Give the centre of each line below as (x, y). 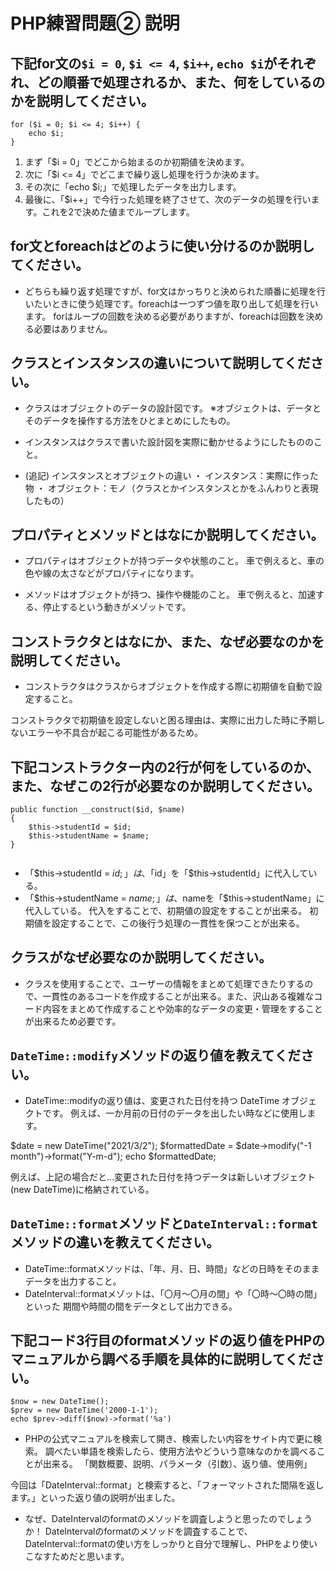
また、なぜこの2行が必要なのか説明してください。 (165, 785)
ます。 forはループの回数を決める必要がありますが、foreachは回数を (165, 316)
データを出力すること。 (73, 1281)
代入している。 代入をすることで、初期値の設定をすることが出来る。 (166, 911)
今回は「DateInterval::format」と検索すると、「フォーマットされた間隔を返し (167, 1485)
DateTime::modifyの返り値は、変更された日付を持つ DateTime (152, 1100)
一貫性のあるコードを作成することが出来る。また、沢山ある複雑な (178, 996)
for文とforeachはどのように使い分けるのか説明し (162, 246)
